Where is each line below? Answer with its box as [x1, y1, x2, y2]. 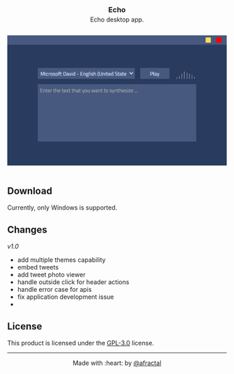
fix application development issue [17, 293, 114, 301]
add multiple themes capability [17, 256, 106, 264]
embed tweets [17, 263, 59, 272]
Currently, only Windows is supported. [7, 203, 118, 212]
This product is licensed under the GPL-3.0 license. [7, 339, 155, 348]
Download [7, 185, 52, 196]
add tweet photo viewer [17, 270, 86, 279]
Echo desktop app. [90, 15, 144, 24]
